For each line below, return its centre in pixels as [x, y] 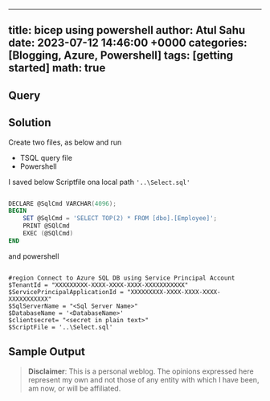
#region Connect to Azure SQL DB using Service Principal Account [122, 278]
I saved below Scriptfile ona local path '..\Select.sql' [99, 182]
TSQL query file [46, 158]
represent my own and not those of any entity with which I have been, [143, 379]
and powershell [34, 256]
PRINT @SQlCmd [46, 226]
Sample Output [47, 352]
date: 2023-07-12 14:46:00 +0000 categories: [128, 43]
